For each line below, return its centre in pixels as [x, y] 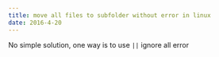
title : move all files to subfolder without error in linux [110, 15]
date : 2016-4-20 [35, 23]
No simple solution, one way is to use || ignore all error [98, 45]
